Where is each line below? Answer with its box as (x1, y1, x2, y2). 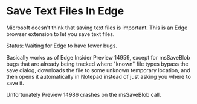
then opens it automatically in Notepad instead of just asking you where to (6, 73, 192, 80)
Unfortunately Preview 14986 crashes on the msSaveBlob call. (6, 91, 161, 98)
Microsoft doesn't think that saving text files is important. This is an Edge (6, 24, 188, 31)
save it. (6, 79, 24, 87)
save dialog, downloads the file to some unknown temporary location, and (6, 66, 190, 73)
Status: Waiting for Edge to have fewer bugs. (6, 42, 118, 49)
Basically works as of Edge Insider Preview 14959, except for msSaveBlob (6, 54, 190, 61)
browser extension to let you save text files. (6, 30, 115, 37)
